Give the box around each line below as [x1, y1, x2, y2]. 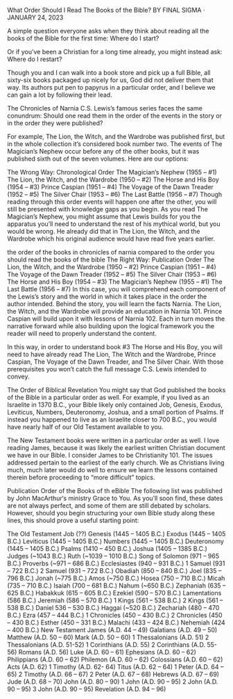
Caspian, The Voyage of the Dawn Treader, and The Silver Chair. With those [7, 357, 224, 366]
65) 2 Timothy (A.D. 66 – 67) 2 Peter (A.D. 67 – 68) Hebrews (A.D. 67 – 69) [7, 670, 220, 678]
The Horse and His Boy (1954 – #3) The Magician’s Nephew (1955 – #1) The [7, 278, 223, 286]
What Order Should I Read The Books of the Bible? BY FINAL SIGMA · [7, 6, 205, 14]
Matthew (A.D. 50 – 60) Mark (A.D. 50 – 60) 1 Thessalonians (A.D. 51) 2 [7, 633, 209, 641]
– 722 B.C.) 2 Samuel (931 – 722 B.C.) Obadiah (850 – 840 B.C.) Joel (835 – [7, 567, 222, 575]
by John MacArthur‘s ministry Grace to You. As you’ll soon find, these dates [7, 494, 223, 502]
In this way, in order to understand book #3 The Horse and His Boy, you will [7, 343, 223, 351]
